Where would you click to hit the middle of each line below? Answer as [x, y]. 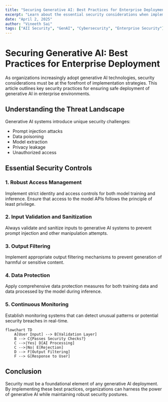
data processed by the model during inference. [53, 291]
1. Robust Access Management [43, 182]
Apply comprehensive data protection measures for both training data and [81, 286]
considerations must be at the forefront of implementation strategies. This [81, 83]
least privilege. [20, 204]
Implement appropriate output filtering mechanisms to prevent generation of [84, 257]
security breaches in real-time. [37, 320]
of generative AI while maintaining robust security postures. [67, 394]
